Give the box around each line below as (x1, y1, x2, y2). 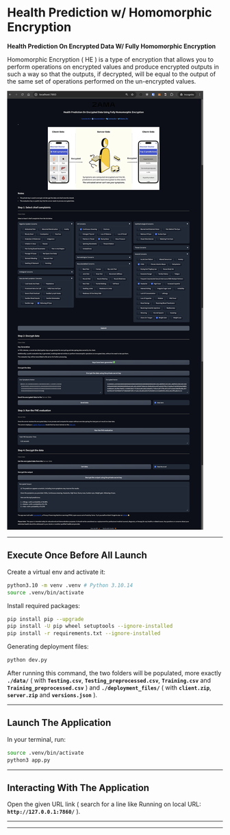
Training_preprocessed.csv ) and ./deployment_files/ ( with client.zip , (7, 683, 212, 692)
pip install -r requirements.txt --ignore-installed (7, 630, 161, 637)
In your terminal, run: (7, 735, 66, 743)
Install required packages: (7, 601, 81, 609)
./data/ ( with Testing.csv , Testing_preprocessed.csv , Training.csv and (7, 677, 211, 684)
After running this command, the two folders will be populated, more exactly (7, 669, 222, 677)
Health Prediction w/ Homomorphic (7, 5, 212, 21)
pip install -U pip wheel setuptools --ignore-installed (7, 622, 173, 630)
